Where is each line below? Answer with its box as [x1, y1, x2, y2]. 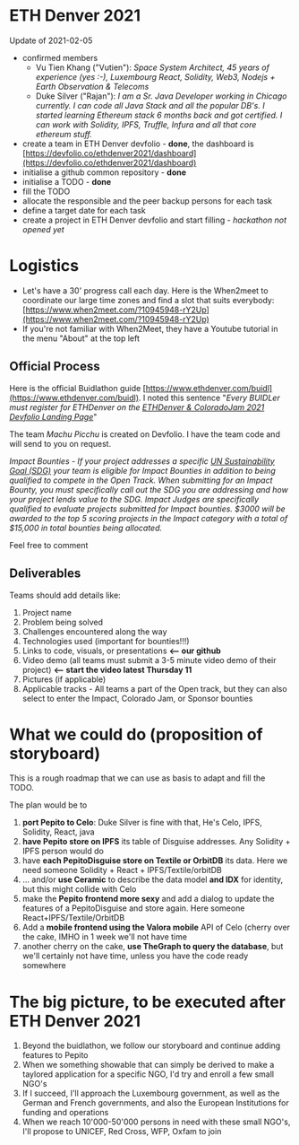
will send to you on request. [9, 438, 112, 449]
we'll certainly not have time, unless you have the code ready [21, 950, 249, 961]
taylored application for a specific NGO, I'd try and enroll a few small [21, 1069, 275, 1079]
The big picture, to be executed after [9, 992, 286, 1012]
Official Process [9, 359, 100, 374]
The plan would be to [9, 800, 88, 810]
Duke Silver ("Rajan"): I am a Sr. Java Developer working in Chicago [35, 91, 287, 101]
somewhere [21, 960, 66, 971]
